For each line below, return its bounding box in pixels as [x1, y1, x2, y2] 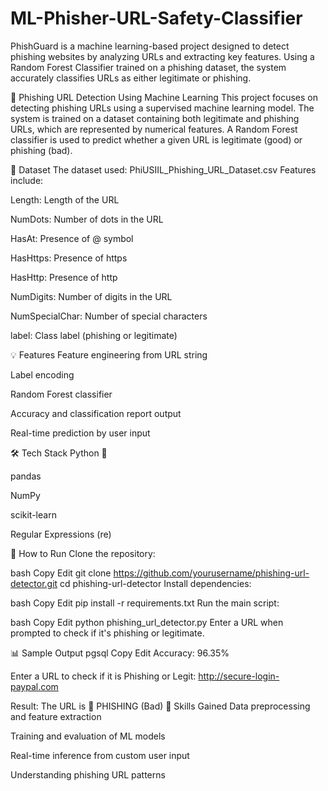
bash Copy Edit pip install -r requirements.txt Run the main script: [10, 597, 280, 609]
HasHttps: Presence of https [10, 252, 128, 264]
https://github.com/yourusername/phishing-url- [113, 567, 310, 579]
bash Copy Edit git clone [10, 567, 112, 579]
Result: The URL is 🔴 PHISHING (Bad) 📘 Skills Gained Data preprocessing [10, 700, 311, 712]
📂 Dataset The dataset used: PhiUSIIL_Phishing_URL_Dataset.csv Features [10, 163, 317, 176]
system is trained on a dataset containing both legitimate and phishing [10, 112, 300, 124]
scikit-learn [10, 508, 57, 521]
